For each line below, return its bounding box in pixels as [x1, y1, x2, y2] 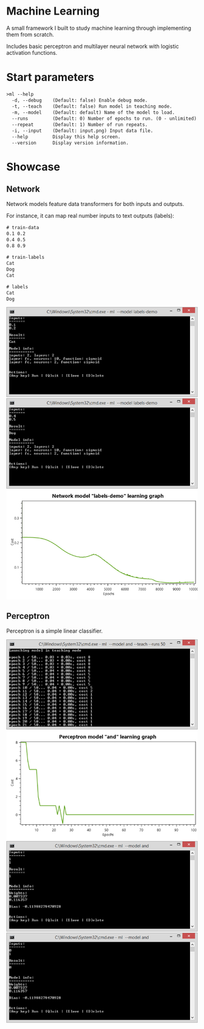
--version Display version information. [12, 140, 129, 146]
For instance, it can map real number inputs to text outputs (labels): [6, 212, 174, 219]
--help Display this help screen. [12, 134, 121, 140]
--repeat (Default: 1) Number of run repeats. [12, 122, 148, 128]
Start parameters [6, 71, 95, 84]
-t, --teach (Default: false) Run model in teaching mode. [12, 103, 172, 109]
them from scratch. [6, 30, 55, 38]
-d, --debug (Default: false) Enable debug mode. [12, 97, 148, 103]
